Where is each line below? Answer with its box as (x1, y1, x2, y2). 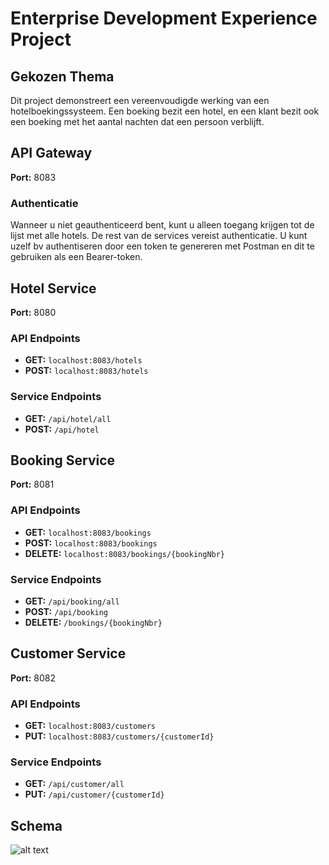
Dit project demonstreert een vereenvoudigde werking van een (10, 95, 270, 106)
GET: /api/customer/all (24, 778, 125, 790)
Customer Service (10, 645, 127, 662)
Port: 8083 (10, 171, 57, 183)
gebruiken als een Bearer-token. (10, 251, 143, 263)
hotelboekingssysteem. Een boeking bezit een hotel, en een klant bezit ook (10, 105, 320, 117)
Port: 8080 (10, 306, 57, 318)
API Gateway (10, 145, 93, 162)
